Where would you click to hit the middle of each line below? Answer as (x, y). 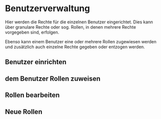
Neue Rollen (24, 111)
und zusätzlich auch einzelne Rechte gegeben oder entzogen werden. (75, 47)
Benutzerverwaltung (48, 8)
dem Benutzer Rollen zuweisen (53, 78)
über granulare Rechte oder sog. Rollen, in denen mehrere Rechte (71, 27)
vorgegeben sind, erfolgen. (32, 32)
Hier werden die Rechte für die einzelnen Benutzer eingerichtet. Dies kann (79, 22)
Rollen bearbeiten (32, 95)
